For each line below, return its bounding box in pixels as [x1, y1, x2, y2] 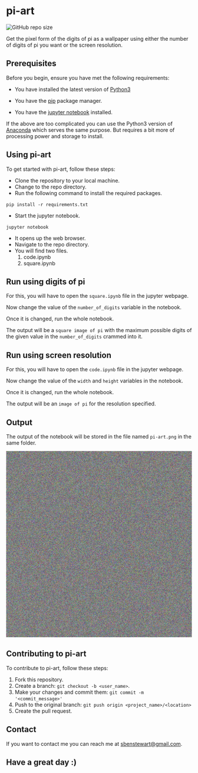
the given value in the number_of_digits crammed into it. [6, 333, 143, 340]
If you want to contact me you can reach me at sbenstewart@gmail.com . [6, 740, 183, 747]
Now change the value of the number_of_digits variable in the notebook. [6, 304, 181, 311]
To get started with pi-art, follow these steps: [6, 165, 115, 173]
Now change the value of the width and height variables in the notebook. [6, 377, 184, 385]
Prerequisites [6, 59, 57, 69]
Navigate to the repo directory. [14, 241, 90, 248]
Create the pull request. [14, 707, 72, 714]
